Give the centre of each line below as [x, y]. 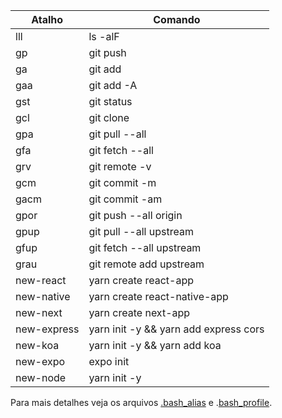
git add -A [113, 85]
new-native [43, 296]
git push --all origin [135, 215]
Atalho [47, 19]
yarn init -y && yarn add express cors [176, 329]
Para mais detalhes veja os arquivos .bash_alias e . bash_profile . [141, 402]
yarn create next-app [139, 312]
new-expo [40, 361]
